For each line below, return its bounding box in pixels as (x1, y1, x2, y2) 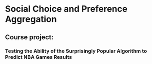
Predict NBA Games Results (5, 53, 72, 60)
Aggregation (5, 14, 57, 25)
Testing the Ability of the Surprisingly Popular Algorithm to (5, 48, 147, 54)
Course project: (5, 33, 54, 41)
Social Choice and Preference (5, 3, 128, 15)
